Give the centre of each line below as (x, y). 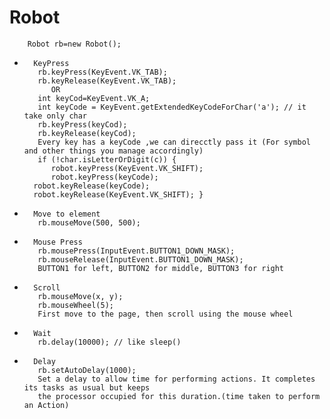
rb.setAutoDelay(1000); (87, 370)
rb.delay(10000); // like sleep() (109, 342)
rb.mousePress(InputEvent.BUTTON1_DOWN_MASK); (136, 251)
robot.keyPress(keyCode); (104, 177)
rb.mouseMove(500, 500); (89, 222)
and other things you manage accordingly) (113, 151)
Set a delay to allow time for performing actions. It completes (176, 379)
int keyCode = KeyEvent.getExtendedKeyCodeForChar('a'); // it (172, 107)
